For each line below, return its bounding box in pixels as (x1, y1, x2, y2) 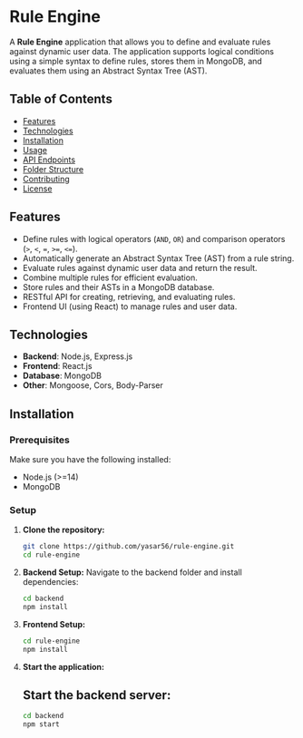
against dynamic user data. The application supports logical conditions (9, 45, 275, 56)
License (22, 183, 53, 194)
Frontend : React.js (22, 361, 93, 372)
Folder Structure (22, 163, 84, 174)
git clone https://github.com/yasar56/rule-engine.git (22, 542, 235, 551)
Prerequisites (9, 433, 70, 446)
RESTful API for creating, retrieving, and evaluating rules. (22, 291, 236, 302)
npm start (22, 720, 61, 729)
